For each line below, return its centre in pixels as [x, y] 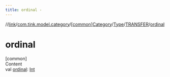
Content [14, 64]
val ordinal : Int [20, 69]
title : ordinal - [24, 10]
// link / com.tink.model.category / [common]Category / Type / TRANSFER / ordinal [85, 24]
